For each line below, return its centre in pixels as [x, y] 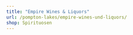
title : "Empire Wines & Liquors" [48, 12]
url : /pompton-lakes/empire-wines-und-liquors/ [67, 17]
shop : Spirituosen [29, 23]
